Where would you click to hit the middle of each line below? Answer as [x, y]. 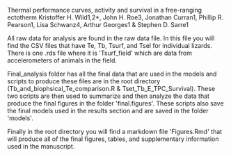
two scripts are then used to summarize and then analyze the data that [109, 96]
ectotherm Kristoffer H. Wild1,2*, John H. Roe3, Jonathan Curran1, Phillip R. [115, 17]
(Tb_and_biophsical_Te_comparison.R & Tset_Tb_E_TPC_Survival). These [111, 89]
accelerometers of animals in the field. [62, 60]
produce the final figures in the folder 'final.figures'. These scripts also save [115, 103]
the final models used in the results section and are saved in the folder [108, 111]
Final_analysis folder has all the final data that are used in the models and [112, 74]
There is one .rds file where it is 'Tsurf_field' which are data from [100, 53]
